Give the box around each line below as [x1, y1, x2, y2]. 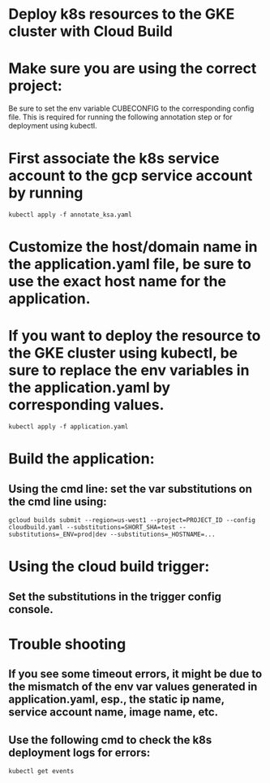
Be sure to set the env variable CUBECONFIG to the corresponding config [8, 103, 255, 114]
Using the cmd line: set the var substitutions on [8, 481, 253, 496]
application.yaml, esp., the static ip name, [8, 693, 225, 707]
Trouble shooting [8, 635, 126, 653]
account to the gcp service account [8, 167, 253, 185]
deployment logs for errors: [8, 746, 151, 759]
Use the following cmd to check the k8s [8, 733, 212, 746]
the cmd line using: [8, 494, 107, 508]
